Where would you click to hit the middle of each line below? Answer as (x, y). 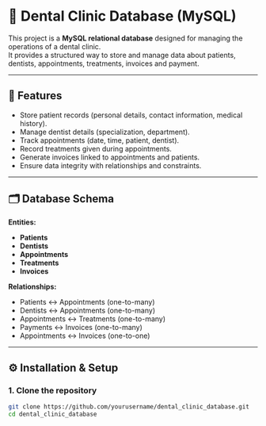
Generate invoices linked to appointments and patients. (110, 157)
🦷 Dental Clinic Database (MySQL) (122, 16)
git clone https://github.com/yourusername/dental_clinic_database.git (129, 407)
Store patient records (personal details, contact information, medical (131, 115)
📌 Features (35, 96)
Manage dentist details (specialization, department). (104, 132)
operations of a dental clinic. (55, 46)
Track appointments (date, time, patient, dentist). (99, 140)
